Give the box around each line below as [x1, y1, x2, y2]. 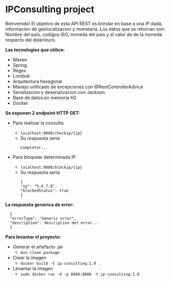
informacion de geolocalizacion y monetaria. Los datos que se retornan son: [5, 26, 166, 32]
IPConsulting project [5, 4, 94, 15]
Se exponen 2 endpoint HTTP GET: [5, 110, 80, 116]
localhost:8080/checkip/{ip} [20, 130, 83, 136]
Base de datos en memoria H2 [12, 95, 77, 101]
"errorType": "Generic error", [10, 216, 77, 221]
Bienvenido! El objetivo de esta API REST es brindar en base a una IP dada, [5, 20, 163, 27]
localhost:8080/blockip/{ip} [20, 165, 83, 170]
